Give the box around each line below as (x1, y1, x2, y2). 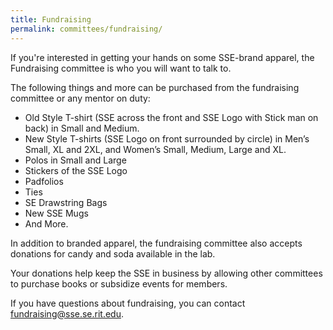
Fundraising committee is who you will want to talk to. (10, 62, 232, 74)
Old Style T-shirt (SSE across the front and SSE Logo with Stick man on (24, 111, 319, 123)
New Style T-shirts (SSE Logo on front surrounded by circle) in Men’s (24, 132, 310, 145)
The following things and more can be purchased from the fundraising (10, 81, 300, 93)
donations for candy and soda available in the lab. (10, 247, 216, 260)
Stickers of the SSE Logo (24, 164, 128, 176)
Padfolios (24, 175, 64, 187)
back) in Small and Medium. (24, 122, 140, 134)
